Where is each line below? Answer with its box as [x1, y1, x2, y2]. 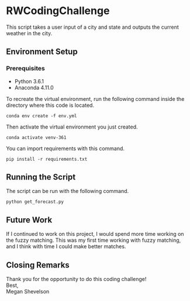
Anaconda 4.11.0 [14, 84, 54, 91]
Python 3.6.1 [14, 77, 44, 84]
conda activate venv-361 [6, 134, 67, 140]
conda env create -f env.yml [6, 113, 77, 119]
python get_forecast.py [6, 199, 64, 205]
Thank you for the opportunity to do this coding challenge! [6, 276, 147, 283]
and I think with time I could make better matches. [6, 243, 126, 250]
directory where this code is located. [6, 102, 95, 109]
